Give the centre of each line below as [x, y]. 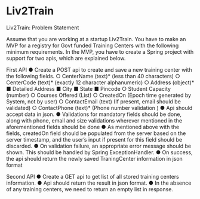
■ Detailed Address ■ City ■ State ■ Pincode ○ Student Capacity [89, 88]
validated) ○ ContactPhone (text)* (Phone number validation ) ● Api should [99, 108]
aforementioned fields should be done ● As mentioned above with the [93, 127]
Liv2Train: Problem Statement [43, 27]
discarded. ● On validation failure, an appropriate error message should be [99, 146]
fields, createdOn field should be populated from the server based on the [96, 133]
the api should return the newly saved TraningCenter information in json [95, 158]
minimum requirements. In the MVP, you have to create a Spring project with [100, 51]
